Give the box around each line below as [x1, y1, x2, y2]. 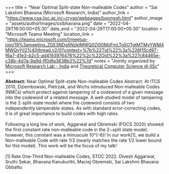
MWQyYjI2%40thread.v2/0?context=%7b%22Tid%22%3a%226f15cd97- [5, 47, 159, 53]
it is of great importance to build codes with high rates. [5, 110, 120, 117]
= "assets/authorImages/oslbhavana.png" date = [5, 20, 107, 26]
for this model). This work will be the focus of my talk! [5, 143, 117, 148]
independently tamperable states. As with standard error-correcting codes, [5, 105, 161, 111]
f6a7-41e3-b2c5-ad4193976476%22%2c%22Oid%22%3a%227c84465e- [5, 52, 161, 59]
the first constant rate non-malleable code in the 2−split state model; [5, 127, 148, 133]
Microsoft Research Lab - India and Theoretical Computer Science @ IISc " [5, 63, 160, 69]
